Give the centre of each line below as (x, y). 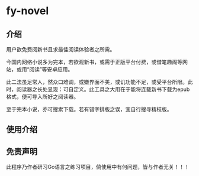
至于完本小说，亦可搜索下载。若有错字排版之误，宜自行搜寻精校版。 (89, 109)
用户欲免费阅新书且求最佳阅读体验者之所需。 (61, 49)
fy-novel (28, 11)
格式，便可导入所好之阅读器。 (42, 97)
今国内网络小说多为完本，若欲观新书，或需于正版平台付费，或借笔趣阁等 (94, 62)
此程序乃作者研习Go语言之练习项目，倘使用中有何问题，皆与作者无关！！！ (98, 167)
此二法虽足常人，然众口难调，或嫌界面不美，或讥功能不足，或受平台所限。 (97, 82)
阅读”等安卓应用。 (51, 69)
